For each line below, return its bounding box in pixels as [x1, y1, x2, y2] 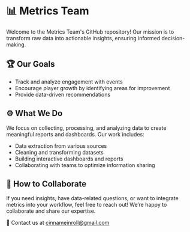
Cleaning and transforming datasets [14, 148, 104, 156]
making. [6, 41, 26, 48]
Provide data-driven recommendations [14, 91, 111, 98]
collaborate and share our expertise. [6, 207, 96, 215]
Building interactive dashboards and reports [14, 155, 123, 162]
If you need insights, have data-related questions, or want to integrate [6, 195, 179, 202]
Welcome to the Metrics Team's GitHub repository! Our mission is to [6, 28, 174, 35]
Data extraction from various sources [14, 142, 107, 150]
